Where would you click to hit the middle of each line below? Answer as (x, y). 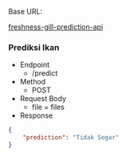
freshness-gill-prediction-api (56, 27)
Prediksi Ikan (34, 47)
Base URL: (25, 12)
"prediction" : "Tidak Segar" (71, 138)
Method (33, 82)
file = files (48, 107)
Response (36, 115)
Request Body (43, 99)
